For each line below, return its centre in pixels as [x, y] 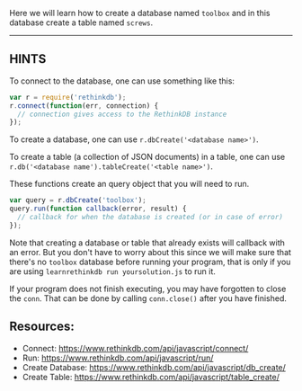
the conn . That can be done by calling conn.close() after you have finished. [148, 298]
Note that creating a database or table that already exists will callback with [147, 243]
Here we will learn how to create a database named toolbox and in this [140, 13]
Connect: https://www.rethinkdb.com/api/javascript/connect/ [135, 348]
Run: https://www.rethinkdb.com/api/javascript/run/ [118, 358]
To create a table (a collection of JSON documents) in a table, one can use [147, 157]
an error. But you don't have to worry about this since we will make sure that [151, 252]
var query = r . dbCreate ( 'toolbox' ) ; [78, 200]
